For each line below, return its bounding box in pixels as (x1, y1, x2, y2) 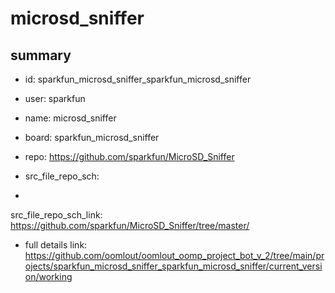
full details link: (24, 239, 88, 251)
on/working (24, 271, 73, 282)
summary (10, 47, 72, 64)
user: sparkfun (24, 93, 86, 104)
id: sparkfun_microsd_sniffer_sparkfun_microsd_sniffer (24, 73, 252, 85)
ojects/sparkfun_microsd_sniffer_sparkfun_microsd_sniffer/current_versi (24, 260, 323, 272)
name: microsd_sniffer (24, 112, 117, 124)
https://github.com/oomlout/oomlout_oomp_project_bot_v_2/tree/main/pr (24, 250, 325, 261)
